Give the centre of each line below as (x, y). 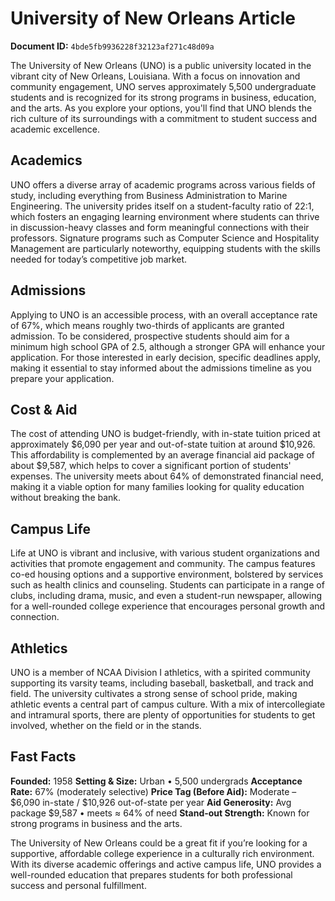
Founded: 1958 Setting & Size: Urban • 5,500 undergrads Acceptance (156, 781)
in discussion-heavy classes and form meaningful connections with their (160, 227)
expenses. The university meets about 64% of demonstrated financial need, (167, 476)
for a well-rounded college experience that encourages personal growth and (168, 606)
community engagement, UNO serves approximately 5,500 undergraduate (163, 86)
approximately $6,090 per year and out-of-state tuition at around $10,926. (163, 444)
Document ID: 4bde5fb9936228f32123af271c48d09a (112, 46)
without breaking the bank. (66, 498)
